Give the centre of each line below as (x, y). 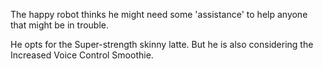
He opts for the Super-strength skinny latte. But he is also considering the (162, 44)
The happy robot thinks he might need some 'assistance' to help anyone (159, 14)
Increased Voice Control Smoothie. (82, 55)
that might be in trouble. (59, 25)
